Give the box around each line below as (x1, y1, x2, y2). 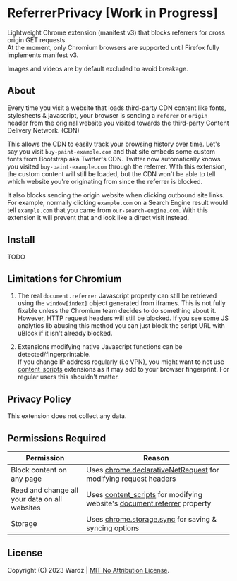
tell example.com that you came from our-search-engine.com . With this (7, 206, 208, 214)
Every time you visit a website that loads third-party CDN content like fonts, (7, 104, 226, 112)
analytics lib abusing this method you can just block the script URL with (17, 322, 226, 330)
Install (7, 234, 35, 246)
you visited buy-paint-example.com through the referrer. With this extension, (7, 162, 227, 171)
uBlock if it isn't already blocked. (17, 329, 113, 338)
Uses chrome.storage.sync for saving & (86, 515, 217, 524)
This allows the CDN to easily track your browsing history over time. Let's (7, 140, 221, 148)
